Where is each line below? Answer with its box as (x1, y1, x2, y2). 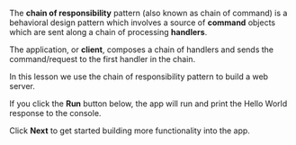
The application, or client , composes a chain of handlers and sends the (9, 44, 274, 55)
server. (9, 81, 36, 91)
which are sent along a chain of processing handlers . (9, 27, 208, 37)
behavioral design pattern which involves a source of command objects (9, 17, 276, 28)
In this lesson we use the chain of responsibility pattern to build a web (9, 71, 268, 82)
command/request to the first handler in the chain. (9, 54, 196, 64)
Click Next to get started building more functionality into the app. (9, 125, 250, 136)
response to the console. (9, 108, 102, 118)
